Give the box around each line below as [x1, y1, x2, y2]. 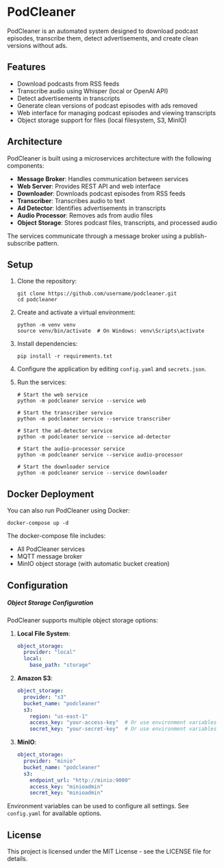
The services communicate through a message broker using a [7, 231, 182, 240]
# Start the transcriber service [16, 410, 113, 417]
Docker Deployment [7, 488, 95, 500]
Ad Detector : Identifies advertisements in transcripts [16, 204, 166, 212]
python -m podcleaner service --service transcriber [16, 416, 171, 423]
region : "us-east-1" [29, 713, 88, 720]
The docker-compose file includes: [7, 532, 106, 540]
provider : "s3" [23, 694, 67, 701]
